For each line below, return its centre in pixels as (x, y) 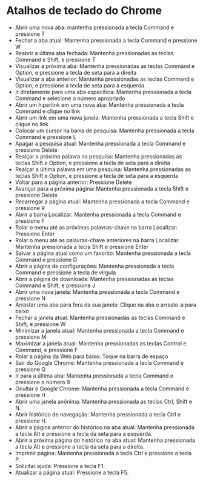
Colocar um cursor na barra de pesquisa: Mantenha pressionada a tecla (105, 131)
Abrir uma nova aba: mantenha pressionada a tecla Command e (95, 27)
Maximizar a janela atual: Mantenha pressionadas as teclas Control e (101, 343)
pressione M (31, 337)
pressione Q (30, 369)
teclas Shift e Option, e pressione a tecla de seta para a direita (93, 163)
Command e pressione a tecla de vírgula (65, 272)
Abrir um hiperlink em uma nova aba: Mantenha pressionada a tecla (99, 104)
